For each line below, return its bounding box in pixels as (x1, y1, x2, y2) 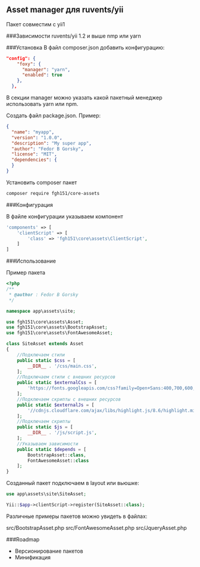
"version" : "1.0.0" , (11, 135, 62, 141)
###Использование (6, 257, 57, 265)
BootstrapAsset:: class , (27, 452, 86, 458)
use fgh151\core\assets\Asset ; (6, 319, 84, 325)
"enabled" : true (21, 72, 62, 78)
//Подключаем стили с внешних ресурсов (17, 374, 116, 380)
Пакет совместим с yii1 (6, 20, 65, 28)
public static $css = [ (17, 357, 76, 364)
